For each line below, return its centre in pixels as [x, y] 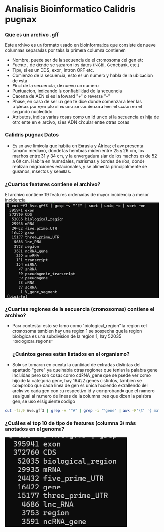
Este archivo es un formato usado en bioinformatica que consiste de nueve [81, 45]
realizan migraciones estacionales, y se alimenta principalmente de [80, 166]
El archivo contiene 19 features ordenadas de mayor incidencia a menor [77, 195]
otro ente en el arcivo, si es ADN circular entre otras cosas [71, 122]
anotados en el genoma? [35, 429]
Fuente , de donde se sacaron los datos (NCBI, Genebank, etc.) [76, 65]
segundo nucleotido [32, 112]
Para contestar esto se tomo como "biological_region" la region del [80, 326]
